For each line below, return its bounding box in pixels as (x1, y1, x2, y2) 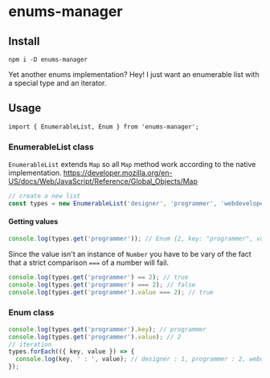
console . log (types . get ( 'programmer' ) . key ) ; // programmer (8, 325, 207, 333)
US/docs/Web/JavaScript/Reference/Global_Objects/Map (8, 177, 198, 186)
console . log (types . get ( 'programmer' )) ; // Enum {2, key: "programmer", (8, 235, 253, 243)
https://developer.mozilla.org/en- (63, 168, 173, 178)
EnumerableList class (8, 141, 95, 152)
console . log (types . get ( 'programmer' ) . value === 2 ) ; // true (8, 288, 215, 296)
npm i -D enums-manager (8, 55, 88, 63)
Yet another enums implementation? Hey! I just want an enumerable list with (8, 70, 260, 79)
